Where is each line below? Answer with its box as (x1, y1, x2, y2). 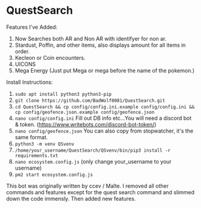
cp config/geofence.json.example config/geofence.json (14, 109, 155, 115)
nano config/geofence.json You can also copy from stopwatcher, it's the (14, 127, 193, 134)
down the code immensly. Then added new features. (6, 195, 136, 202)
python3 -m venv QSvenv (14, 141, 75, 147)
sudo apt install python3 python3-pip (14, 91, 112, 97)
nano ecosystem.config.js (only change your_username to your (14, 158, 172, 165)
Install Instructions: (6, 79, 53, 86)
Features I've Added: (6, 23, 58, 31)
